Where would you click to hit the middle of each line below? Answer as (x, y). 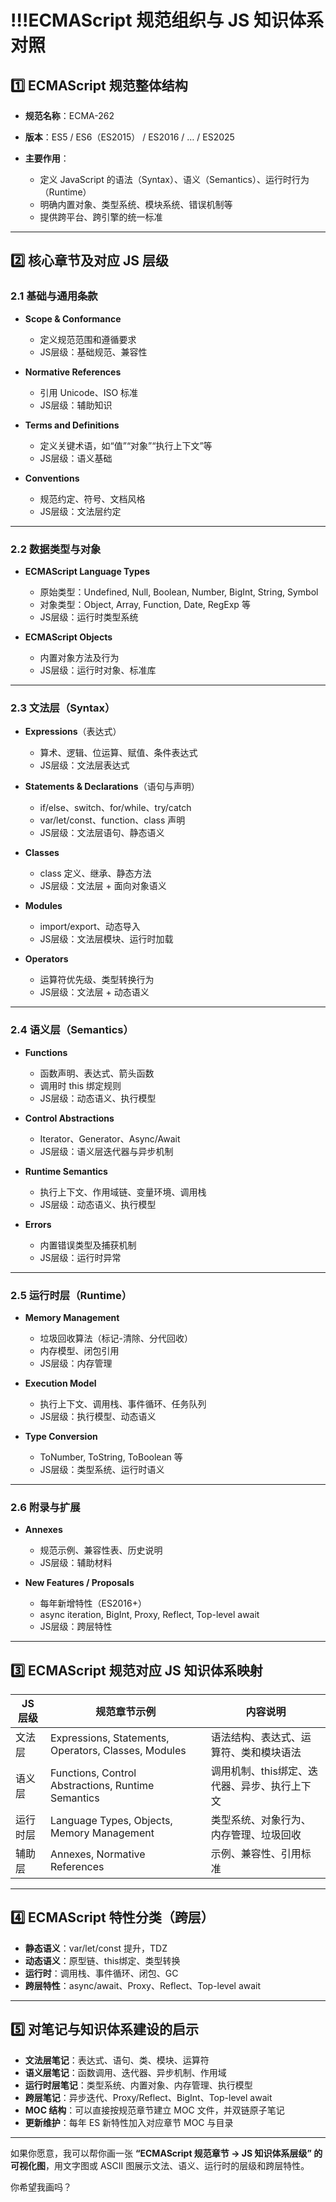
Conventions (52, 478)
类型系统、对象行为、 (261, 1819)
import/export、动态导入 (90, 927)
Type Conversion (61, 1436)
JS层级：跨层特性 (76, 1627)
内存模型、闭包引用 (79, 1350)
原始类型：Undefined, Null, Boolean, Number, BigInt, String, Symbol (179, 592)
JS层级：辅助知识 (76, 405)
